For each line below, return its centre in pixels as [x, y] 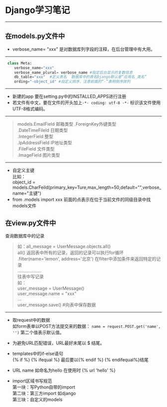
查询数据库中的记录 [25, 236]
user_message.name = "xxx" [47, 293]
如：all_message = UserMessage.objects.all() [64, 246]
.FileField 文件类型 [36, 149]
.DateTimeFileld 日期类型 [42, 130]
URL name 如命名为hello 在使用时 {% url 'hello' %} [64, 370]
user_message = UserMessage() [51, 288]
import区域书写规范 [32, 381]
